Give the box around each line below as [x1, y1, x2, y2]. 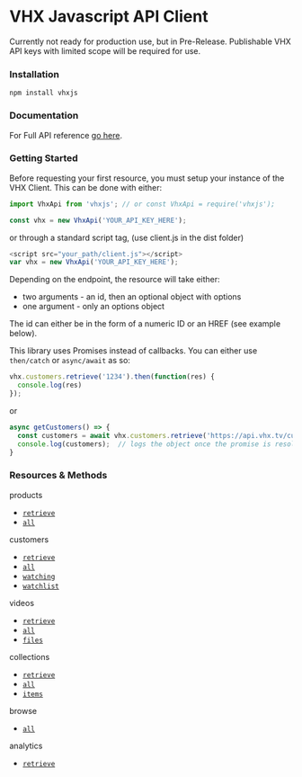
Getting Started [9, 152, 78, 165]
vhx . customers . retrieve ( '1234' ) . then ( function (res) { [9, 372, 216, 381]
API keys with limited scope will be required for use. [9, 45, 201, 56]
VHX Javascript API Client [9, 6, 209, 27]
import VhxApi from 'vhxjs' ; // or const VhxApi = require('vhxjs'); [9, 200, 276, 209]
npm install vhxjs [9, 88, 78, 98]
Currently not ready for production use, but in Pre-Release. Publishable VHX [9, 36, 292, 47]
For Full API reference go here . [9, 129, 123, 140]
